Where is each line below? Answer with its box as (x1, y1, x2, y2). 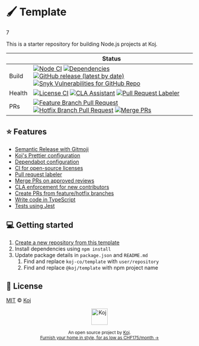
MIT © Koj (6, 297, 31, 304)
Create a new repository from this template (14, 239, 120, 246)
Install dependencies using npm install (14, 245, 111, 252)
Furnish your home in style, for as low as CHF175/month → (40, 335, 159, 341)
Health (9, 89, 28, 97)
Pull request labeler (14, 171, 62, 178)
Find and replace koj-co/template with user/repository (23, 258, 159, 265)
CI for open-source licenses (14, 164, 84, 171)
